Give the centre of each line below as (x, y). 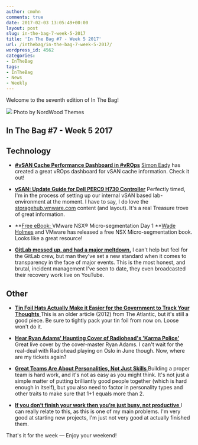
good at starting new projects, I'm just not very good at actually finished (102, 418)
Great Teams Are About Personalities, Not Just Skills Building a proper (102, 369)
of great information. (40, 214)
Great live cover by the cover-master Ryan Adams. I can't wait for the (99, 344)
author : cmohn (24, 12)
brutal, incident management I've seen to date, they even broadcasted (100, 269)
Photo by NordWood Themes (49, 112)
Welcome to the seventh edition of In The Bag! (63, 100)
